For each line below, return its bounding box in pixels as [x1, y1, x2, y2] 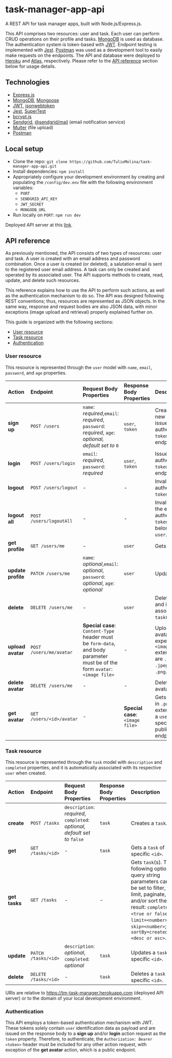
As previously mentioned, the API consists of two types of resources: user [5, 250, 162, 256]
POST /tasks [30, 820, 60, 826]
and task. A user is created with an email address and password [5, 255, 140, 262]
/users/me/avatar [30, 649, 73, 655]
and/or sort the [131, 897, 167, 904]
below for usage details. [5, 63, 56, 69]
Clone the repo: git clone [12, 158, 68, 165]
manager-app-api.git [12, 164, 57, 169]
